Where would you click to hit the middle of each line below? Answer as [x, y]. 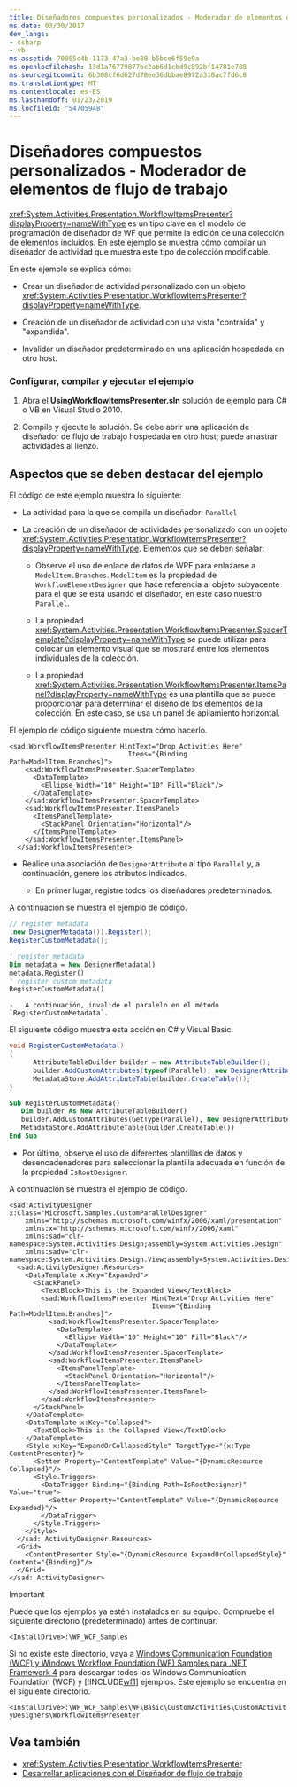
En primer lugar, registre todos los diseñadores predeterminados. [154, 890]
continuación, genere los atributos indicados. [104, 874]
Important [27, 1594]
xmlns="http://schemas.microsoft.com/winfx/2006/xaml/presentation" [154, 1220]
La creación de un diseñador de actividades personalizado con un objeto [155, 529]
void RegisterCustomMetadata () [67, 1046]
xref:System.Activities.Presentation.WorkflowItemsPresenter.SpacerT [161, 630]
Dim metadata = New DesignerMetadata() [83, 964]
